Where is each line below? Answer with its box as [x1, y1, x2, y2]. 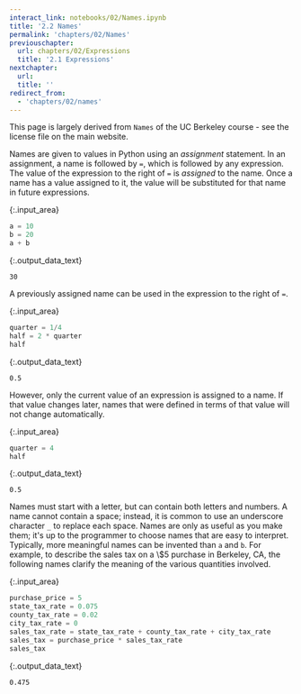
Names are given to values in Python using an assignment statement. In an [9, 149, 286, 160]
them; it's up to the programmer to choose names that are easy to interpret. [9, 530, 289, 541]
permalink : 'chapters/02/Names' [9, 30, 130, 39]
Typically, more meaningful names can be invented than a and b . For [9, 540, 262, 551]
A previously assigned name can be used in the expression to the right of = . [9, 288, 289, 298]
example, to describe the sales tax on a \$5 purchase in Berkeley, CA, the [9, 549, 281, 560]
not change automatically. [9, 408, 105, 419]
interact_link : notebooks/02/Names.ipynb [9, 13, 167, 23]
